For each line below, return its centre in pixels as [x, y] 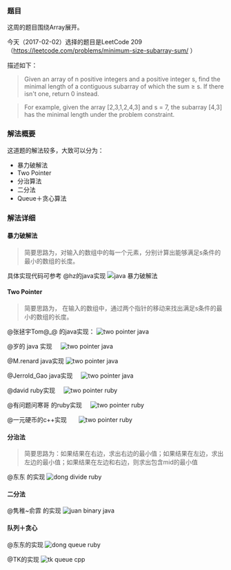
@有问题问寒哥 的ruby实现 [45, 405]
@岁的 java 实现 [30, 346]
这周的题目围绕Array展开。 [45, 27]
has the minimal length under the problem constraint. [99, 115]
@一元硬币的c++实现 [37, 419]
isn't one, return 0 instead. [62, 94]
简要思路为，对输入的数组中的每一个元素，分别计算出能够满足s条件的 [122, 252]
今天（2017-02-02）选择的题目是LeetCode [68, 42]
